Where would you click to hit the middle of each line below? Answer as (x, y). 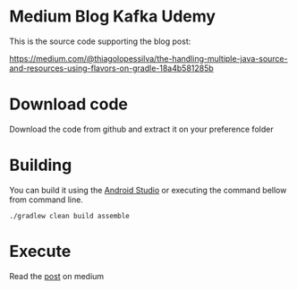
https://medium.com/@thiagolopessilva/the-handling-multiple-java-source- (148, 58)
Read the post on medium (57, 276)
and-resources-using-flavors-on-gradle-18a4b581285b (112, 68)
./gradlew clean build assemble (69, 216)
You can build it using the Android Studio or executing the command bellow (148, 190)
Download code (68, 104)
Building (41, 165)
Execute (40, 252)
